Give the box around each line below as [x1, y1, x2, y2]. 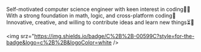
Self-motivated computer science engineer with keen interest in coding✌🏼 [6, 6, 191, 13]
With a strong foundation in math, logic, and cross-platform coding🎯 [6, 12, 176, 19]
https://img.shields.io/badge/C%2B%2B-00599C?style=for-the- [34, 33, 195, 39]
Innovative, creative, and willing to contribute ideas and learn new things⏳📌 [6, 19, 195, 26]
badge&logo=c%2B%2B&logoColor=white [6, 39, 112, 46]
